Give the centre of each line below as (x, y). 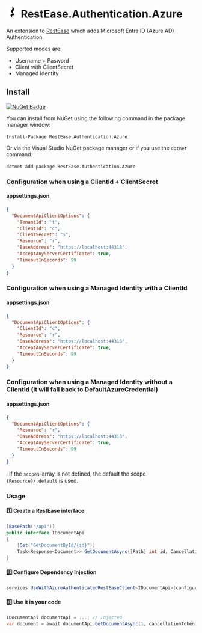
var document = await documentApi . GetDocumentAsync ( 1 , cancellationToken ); (103, 624)
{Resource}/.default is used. (42, 480)
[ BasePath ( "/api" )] (31, 526)
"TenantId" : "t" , (39, 222)
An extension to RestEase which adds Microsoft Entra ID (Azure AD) (90, 31)
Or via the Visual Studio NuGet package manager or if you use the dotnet (97, 148)
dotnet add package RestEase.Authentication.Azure (71, 167)
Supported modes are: (34, 49)
